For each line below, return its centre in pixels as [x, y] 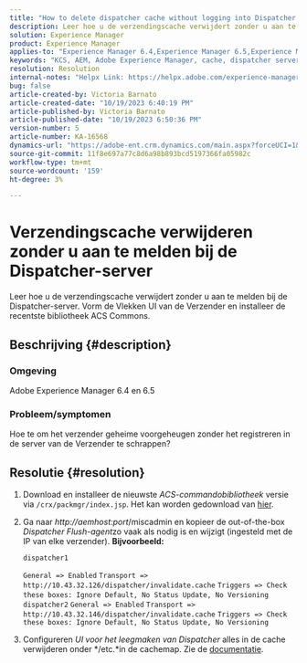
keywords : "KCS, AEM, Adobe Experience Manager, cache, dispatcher [141, 60]
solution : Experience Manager [67, 35]
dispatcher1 [45, 558]
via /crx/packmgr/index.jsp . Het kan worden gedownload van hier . [148, 504]
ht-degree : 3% [37, 179]
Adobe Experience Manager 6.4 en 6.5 [82, 390]
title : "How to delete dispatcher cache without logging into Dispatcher [153, 18]
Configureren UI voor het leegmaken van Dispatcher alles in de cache [154, 639]
